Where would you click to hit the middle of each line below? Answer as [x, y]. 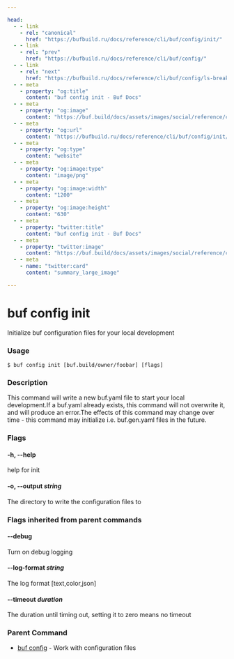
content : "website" [54, 156]
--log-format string [36, 568]
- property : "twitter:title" [62, 227]
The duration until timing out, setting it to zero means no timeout [99, 615]
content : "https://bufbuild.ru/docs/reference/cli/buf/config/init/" [128, 137]
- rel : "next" [40, 71]
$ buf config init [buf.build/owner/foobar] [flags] [85, 365]
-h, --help [22, 455]
